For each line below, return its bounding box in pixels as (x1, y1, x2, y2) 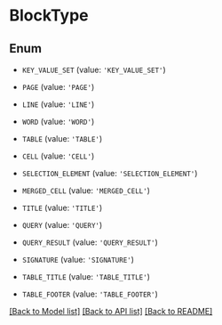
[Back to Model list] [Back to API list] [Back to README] (9, 306, 213, 316)
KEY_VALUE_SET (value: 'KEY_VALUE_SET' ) (21, 64, 166, 75)
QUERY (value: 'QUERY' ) (21, 220, 103, 230)
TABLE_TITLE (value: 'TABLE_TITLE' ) (21, 272, 151, 281)
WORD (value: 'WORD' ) (21, 117, 95, 126)
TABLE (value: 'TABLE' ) (21, 134, 103, 143)
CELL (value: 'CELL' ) (21, 150, 95, 161)
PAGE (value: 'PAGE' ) (21, 82, 95, 92)
